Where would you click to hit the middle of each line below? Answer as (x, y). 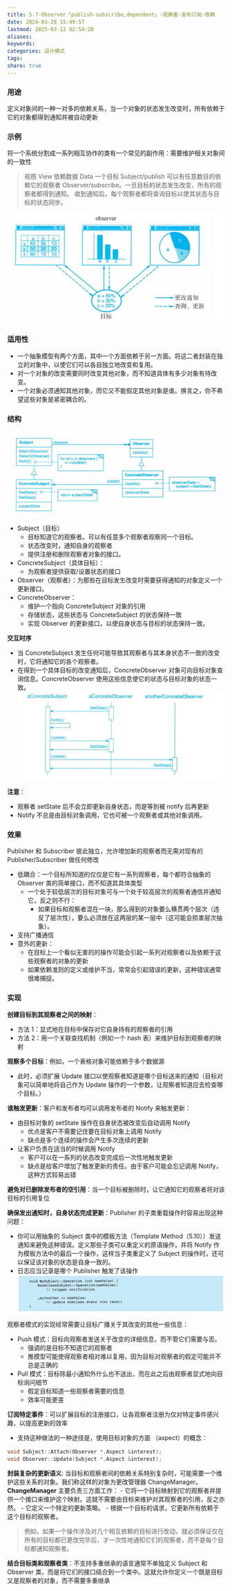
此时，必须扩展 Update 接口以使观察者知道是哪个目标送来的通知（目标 (117, 1076)
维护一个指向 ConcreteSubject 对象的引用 (87, 606)
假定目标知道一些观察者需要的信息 (76, 1391)
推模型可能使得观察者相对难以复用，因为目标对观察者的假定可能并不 (124, 1356)
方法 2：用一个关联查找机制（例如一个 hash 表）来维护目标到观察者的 (116, 1038)
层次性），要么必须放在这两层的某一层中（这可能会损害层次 (133, 918)
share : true (24, 66)
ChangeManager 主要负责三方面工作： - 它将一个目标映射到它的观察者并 (112, 1490)
